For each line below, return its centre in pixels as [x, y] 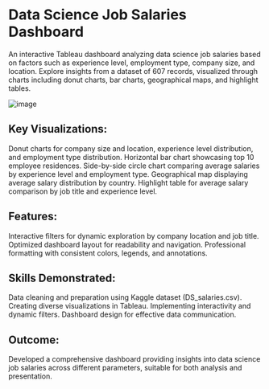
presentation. [30, 376]
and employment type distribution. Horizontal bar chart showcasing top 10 [131, 157]
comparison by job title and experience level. [83, 191]
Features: [33, 217]
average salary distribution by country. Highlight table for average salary [128, 182]
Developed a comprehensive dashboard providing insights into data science [134, 359]
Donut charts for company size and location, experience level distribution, [131, 148]
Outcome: [34, 340]
